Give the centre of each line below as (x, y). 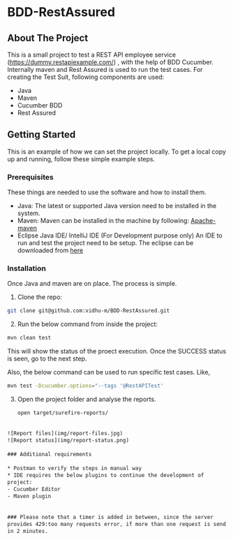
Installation (27, 268)
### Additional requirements (50, 454)
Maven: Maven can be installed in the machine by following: (103, 221)
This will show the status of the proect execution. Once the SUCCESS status (117, 351)
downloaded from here (50, 250)
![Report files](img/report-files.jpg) (65, 433)
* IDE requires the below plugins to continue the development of (106, 475)
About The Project (48, 38)
